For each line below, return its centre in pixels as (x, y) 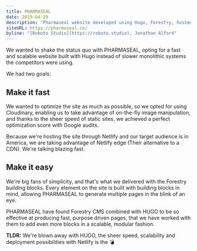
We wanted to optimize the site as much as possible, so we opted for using (96, 106)
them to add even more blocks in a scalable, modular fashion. (80, 224)
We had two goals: (28, 74)
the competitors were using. (40, 63)
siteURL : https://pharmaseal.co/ (47, 28)
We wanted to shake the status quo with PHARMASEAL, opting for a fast (93, 50)
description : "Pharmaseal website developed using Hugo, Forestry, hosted (99, 22)
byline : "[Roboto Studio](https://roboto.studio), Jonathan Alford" (91, 33)
